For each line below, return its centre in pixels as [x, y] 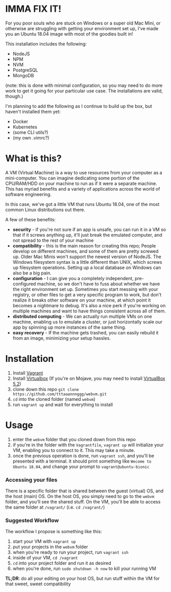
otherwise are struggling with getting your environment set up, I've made [82, 28]
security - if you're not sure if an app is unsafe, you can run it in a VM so [89, 229]
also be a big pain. [32, 273]
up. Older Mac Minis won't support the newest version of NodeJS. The [87, 257]
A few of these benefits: [31, 219]
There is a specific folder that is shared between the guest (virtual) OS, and [84, 491]
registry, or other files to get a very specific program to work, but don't [87, 294]
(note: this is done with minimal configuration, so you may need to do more [84, 85]
